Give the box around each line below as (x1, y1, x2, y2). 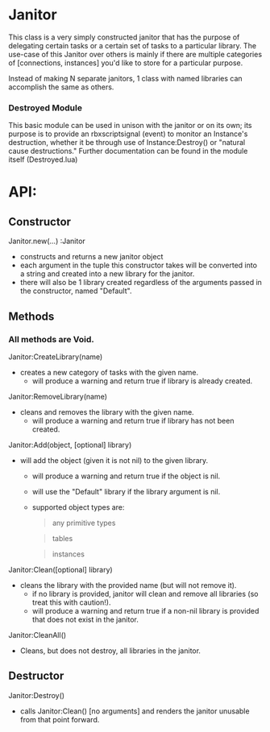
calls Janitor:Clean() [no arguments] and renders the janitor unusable (19, 706, 250, 716)
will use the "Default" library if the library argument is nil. (31, 486, 221, 496)
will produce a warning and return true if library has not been (31, 416, 235, 425)
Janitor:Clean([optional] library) (8, 565, 113, 574)
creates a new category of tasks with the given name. (19, 367, 199, 377)
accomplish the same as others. (8, 82, 114, 92)
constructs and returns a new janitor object (19, 252, 164, 262)
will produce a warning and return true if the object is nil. (31, 471, 221, 481)
